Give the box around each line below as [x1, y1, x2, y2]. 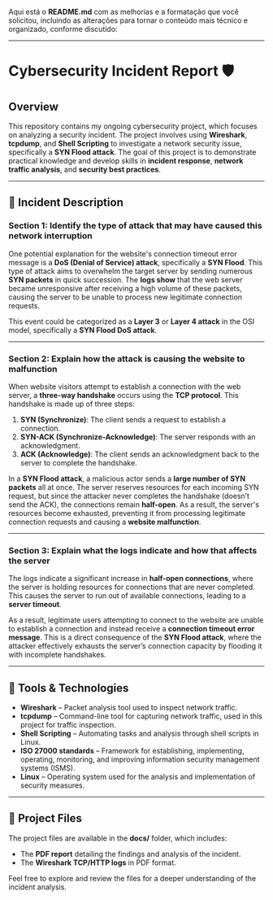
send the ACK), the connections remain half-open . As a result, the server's [8, 500, 260, 509]
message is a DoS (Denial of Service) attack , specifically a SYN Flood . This [8, 257, 262, 267]
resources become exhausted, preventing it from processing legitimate [8, 508, 246, 518]
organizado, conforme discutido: [8, 24, 118, 33]
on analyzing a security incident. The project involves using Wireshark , [8, 130, 248, 139]
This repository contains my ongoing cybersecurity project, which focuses [8, 121, 258, 131]
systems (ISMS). [19, 763, 76, 773]
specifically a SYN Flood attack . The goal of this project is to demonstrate [8, 147, 257, 157]
